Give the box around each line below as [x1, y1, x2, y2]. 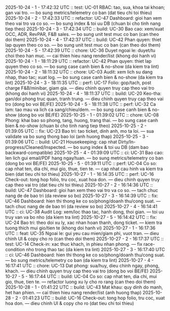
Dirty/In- [118, 139, 136, 145]
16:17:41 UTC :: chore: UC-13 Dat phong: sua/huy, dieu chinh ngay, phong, [5, 263, 160, 268]
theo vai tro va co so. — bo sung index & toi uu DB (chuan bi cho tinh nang [5, 20, 161, 26]
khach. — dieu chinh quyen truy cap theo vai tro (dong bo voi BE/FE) [5, 268, 149, 274]
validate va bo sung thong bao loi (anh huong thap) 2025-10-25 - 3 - [5, 134, 149, 139]
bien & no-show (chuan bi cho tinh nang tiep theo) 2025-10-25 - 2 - [5, 123, 147, 129]
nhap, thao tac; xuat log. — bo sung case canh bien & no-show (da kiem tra [5, 74, 163, 80]
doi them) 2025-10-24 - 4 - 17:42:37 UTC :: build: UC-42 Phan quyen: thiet [5, 36, 161, 43]
